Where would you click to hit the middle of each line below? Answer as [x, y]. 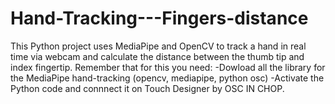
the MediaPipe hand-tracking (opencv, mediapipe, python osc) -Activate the [167, 78]
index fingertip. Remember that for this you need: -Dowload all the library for [168, 67]
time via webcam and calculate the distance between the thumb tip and [157, 56]
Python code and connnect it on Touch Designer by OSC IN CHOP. [147, 88]
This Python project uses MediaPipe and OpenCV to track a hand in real [158, 46]
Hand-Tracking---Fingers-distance [159, 18]
